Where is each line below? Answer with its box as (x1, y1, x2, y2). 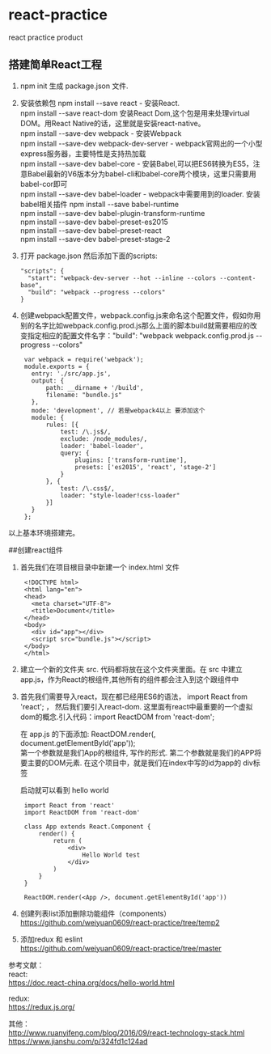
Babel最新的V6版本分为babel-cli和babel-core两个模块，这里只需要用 (27, 168, 256, 179)
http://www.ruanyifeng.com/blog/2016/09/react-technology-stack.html (8, 1027, 245, 1037)
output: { (31, 376, 65, 385)
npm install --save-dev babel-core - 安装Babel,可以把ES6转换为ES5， (19, 159, 253, 168)
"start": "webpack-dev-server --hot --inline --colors (28, 273, 217, 282)
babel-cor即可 (19, 179, 68, 188)
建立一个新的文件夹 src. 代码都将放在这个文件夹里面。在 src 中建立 (19, 664, 243, 674)
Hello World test (82, 851, 141, 859)
